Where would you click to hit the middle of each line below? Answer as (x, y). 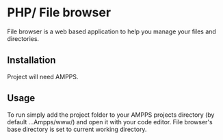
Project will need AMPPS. (43, 76)
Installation (31, 60)
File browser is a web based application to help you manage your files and (112, 31)
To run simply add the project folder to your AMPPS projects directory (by (111, 115)
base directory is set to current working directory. (77, 129)
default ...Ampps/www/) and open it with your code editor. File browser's (110, 122)
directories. (23, 38)
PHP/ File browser (59, 13)
